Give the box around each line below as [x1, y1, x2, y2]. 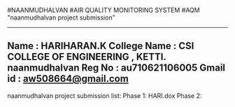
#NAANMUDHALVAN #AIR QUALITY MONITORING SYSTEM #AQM [7, 6, 201, 14]
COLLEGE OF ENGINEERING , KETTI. [7, 51, 166, 63]
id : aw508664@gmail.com [7, 73, 129, 85]
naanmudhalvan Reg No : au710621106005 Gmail [7, 62, 226, 74]
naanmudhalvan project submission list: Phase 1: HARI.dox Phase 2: [7, 91, 202, 100]
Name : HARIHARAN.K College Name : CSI [7, 40, 194, 52]
